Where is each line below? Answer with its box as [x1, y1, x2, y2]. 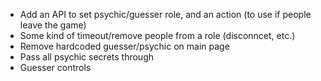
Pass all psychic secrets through [19, 51, 155, 63]
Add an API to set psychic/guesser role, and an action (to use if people [19, 9, 312, 20]
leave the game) [19, 19, 87, 31]
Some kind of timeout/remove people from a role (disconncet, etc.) [19, 30, 296, 41]
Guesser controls [19, 62, 92, 73]
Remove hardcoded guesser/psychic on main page [19, 40, 230, 52]
